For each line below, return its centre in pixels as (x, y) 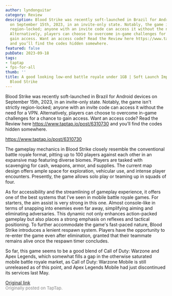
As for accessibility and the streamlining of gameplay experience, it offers (83, 192)
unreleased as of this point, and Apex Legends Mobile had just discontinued (85, 267)
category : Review (24, 15)
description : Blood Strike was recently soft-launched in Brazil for (81, 20)
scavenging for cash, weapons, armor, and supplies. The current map (79, 165)
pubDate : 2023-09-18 (27, 53)
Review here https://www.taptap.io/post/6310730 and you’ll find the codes (84, 123)
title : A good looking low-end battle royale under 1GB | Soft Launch (82, 77)
